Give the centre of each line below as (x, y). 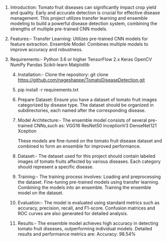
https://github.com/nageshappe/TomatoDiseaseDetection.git (81, 80)
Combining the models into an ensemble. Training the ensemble (84, 187)
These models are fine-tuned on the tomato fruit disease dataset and (90, 141)
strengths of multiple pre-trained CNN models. (59, 29)
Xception (27, 131)
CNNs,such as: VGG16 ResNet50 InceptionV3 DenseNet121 (95, 126)
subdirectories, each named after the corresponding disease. (82, 110)
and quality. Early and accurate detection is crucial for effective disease (85, 13)
